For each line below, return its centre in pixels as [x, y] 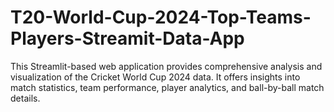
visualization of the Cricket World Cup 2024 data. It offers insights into [155, 77]
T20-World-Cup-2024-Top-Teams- [161, 17]
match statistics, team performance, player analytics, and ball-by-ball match [167, 87]
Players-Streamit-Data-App [127, 38]
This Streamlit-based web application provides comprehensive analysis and [166, 66]
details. [25, 98]
